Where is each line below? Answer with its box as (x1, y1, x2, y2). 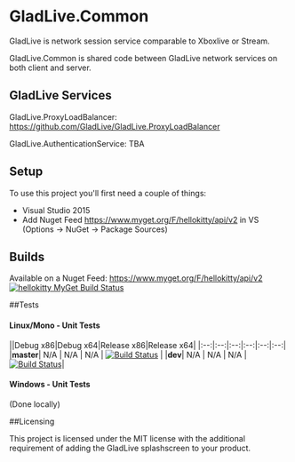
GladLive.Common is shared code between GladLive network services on (9, 52, 278, 63)
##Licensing (9, 416, 55, 426)
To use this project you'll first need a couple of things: (9, 187, 207, 198)
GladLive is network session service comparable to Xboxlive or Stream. (9, 36, 270, 46)
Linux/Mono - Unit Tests (9, 320, 100, 331)
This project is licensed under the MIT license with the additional (9, 433, 246, 443)
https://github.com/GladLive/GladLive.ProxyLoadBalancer (9, 121, 220, 131)
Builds (9, 249, 45, 264)
